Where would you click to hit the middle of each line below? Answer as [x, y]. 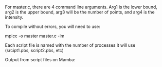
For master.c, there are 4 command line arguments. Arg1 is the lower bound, [81, 7]
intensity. [14, 17]
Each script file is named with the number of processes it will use [70, 45]
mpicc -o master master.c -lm [35, 36]
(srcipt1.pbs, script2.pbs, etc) [35, 50]
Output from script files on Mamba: [40, 60]
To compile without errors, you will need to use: [53, 27]
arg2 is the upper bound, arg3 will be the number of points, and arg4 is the [80, 12]
